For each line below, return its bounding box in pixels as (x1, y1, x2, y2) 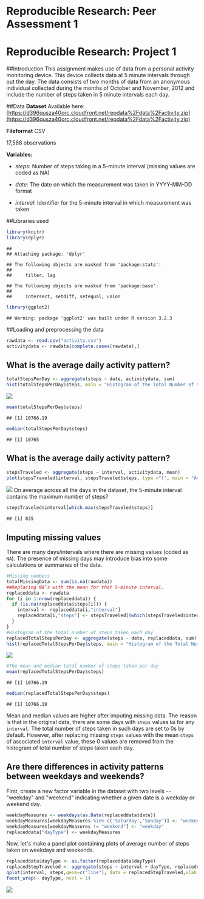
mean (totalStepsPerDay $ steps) (6, 404, 83, 411)
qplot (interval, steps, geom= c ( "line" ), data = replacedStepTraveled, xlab (6, 870, 197, 876)
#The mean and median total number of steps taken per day (6, 663, 159, 669)
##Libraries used (6, 217, 49, 225)
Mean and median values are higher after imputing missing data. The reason (6, 712, 197, 719)
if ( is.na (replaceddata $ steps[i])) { (12, 601, 107, 607)
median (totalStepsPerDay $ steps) (6, 425, 88, 432)
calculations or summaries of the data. (6, 561, 103, 569)
